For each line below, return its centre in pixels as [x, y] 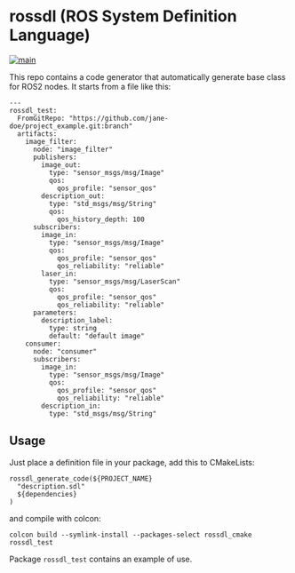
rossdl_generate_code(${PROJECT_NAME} [81, 478]
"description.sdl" [52, 486]
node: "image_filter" [73, 149]
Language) [50, 35]
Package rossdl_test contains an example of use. [101, 559]
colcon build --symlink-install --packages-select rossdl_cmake [131, 535]
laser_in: [59, 274]
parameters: [55, 313]
